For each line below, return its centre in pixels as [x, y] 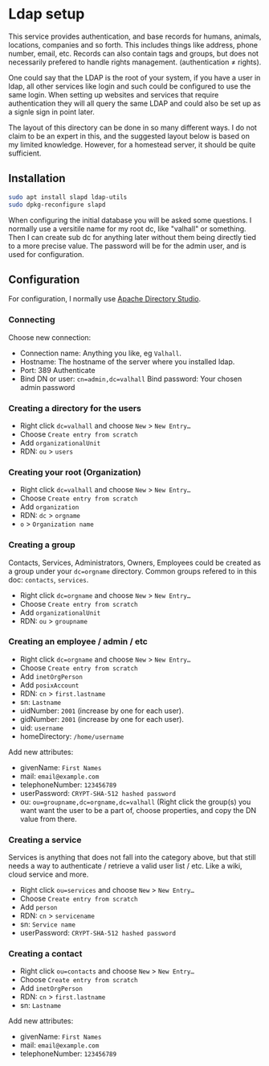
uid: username [42, 728]
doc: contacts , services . [49, 579]
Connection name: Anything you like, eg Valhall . [101, 353]
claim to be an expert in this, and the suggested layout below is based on [129, 136]
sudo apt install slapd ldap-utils [68, 197]
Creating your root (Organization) [75, 472]
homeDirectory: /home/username [72, 736]
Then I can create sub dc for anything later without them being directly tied [132, 237]
